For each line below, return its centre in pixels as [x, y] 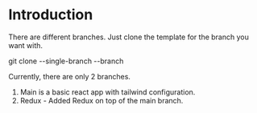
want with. [25, 45]
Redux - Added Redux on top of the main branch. [102, 100]
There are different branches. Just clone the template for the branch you [129, 37]
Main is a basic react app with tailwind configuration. [108, 92]
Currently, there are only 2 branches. [70, 76]
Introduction [51, 15]
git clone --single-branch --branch [66, 61]
